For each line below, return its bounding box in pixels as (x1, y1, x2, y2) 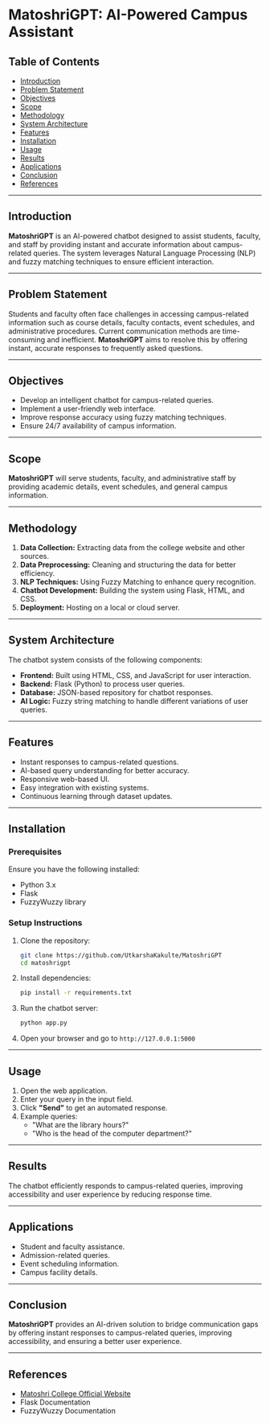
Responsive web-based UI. (19, 774, 110, 784)
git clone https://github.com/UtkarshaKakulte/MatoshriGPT (19, 951, 223, 959)
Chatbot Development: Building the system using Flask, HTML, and (19, 585, 245, 595)
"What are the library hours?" (31, 1119, 129, 1129)
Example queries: (19, 1111, 78, 1121)
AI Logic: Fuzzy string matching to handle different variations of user (19, 696, 249, 705)
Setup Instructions (8, 917, 83, 929)
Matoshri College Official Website (19, 1389, 131, 1399)
